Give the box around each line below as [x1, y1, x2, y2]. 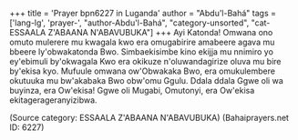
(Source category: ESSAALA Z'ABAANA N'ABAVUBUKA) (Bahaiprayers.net [9, 113, 290, 123]
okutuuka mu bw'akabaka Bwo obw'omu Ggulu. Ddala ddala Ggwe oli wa [9, 75, 284, 85]
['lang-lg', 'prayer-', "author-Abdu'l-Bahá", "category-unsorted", [9, 17, 250, 28]
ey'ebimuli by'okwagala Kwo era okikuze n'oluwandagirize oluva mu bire [9, 56, 282, 66]
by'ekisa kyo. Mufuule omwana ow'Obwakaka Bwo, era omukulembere [9, 65, 276, 76]
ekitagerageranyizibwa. [9, 95, 98, 105]
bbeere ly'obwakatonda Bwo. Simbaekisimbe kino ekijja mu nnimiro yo [9, 46, 273, 57]
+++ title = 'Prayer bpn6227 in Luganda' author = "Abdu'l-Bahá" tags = [9, 8, 276, 18]
